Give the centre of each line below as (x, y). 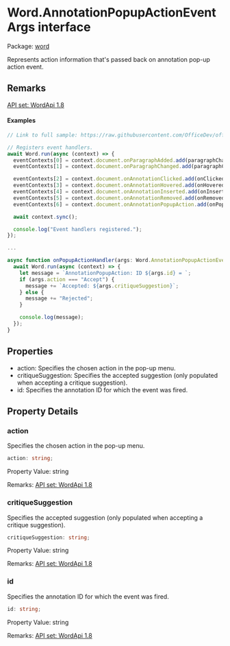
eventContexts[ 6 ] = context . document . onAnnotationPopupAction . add (110, 204)
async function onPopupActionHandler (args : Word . (79, 261)
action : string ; (30, 458)
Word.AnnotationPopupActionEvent (112, 13)
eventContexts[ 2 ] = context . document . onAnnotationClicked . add (104, 179)
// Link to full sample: (42, 135)
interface (64, 27)
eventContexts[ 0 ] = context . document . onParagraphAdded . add (99, 160)
